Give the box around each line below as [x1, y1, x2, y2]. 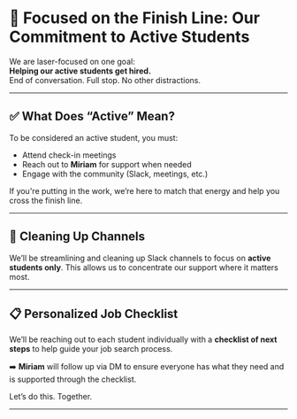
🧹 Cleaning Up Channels [9, 229, 146, 244]
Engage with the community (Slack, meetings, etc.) [21, 168, 209, 179]
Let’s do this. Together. [9, 392, 93, 402]
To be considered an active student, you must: [9, 132, 179, 143]
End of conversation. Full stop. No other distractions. [9, 74, 202, 85]
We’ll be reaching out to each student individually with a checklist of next [9, 334, 278, 345]
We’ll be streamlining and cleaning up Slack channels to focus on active [9, 252, 271, 263]
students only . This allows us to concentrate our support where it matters [9, 261, 278, 273]
